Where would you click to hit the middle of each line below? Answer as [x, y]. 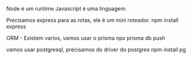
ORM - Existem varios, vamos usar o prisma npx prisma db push [86, 38]
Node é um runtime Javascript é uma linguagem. [67, 9]
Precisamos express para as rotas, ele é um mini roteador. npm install [92, 20]
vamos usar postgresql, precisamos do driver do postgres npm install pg [96, 49]
